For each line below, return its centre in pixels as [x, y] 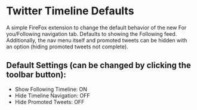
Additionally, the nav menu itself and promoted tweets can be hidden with [97, 40]
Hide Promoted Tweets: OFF [50, 102]
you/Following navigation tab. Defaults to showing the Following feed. [92, 33]
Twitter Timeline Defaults [70, 11]
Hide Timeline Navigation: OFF [53, 95]
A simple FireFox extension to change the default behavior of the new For [96, 27]
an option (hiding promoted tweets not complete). [67, 47]
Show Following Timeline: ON [51, 89]
